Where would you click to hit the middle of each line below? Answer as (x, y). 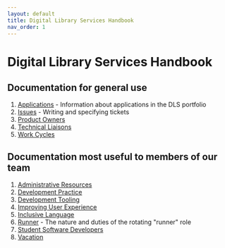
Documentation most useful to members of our (112, 157)
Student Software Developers (60, 230)
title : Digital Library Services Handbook (71, 20)
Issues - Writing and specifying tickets (73, 112)
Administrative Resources (55, 185)
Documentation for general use (77, 88)
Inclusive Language (46, 215)
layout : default (31, 14)
